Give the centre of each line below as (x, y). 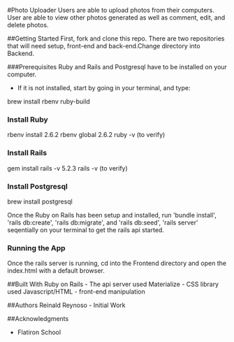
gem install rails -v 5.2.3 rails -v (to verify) (67, 168)
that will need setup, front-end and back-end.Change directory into (104, 46)
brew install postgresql (40, 201)
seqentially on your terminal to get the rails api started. (86, 229)
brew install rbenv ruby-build (49, 101)
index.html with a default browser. (56, 271)
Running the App (36, 248)
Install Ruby (28, 120)
